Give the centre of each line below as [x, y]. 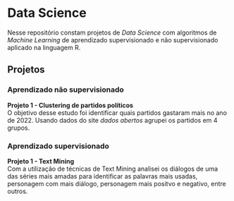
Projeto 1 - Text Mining [41, 161]
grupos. [19, 128]
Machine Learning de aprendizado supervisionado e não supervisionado [113, 39]
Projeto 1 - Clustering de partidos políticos [70, 105]
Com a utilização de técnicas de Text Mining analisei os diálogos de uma [113, 169]
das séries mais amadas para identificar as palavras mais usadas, [103, 176]
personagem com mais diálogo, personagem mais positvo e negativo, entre [117, 183]
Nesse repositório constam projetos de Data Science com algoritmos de [112, 32]
